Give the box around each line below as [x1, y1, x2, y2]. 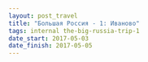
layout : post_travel [8, 11, 79, 20]
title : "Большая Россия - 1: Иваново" [8, 19, 140, 27]
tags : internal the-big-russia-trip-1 [8, 27, 140, 35]
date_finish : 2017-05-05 [8, 42, 93, 50]
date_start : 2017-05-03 [8, 34, 89, 43]
